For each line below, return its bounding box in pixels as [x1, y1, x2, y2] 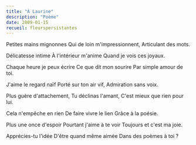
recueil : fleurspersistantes [6, 25, 77, 31]
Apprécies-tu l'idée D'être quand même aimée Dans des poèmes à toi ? [6, 133, 179, 140]
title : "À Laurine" [6, 8, 54, 15]
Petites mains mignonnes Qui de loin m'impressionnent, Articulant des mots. [6, 41, 191, 48]
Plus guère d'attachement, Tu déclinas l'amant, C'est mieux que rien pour [6, 92, 184, 99]
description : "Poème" [6, 14, 59, 20]
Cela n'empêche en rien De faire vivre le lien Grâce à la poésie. [6, 110, 158, 117]
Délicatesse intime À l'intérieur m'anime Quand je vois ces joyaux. [6, 52, 165, 59]
